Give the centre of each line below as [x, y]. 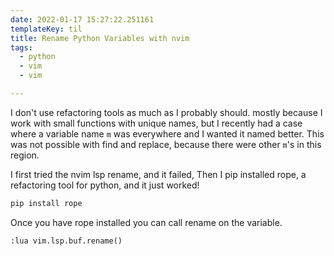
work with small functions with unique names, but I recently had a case [156, 123]
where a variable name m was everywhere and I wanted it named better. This [167, 133]
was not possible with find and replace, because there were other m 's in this [166, 144]
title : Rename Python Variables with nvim [100, 38]
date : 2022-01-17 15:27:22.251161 [82, 19]
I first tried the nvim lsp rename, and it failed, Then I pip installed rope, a [158, 174]
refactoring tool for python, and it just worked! [105, 185]
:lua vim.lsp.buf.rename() [66, 241]
